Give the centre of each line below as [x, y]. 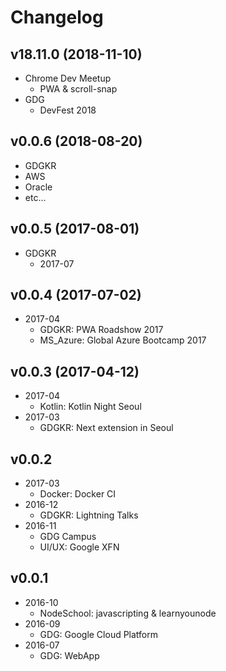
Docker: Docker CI [78, 494]
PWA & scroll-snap [78, 89]
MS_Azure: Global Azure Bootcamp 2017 [123, 340]
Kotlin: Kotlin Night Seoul [90, 407]
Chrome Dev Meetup [68, 78]
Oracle [38, 187]
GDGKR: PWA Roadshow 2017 [101, 330]
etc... [35, 197]
